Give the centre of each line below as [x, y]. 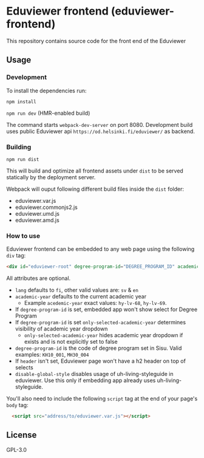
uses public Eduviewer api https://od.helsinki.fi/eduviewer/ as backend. [101, 131]
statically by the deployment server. [51, 177]
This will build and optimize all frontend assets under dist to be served [95, 171]
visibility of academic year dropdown [61, 329]
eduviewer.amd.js [37, 220]
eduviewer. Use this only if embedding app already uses [85, 380]
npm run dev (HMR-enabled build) [48, 113]
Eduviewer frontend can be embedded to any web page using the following [100, 249]
